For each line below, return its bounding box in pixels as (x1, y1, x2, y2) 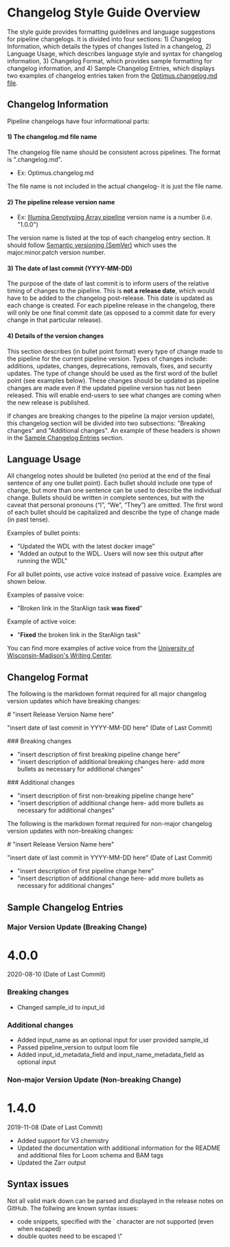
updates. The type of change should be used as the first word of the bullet (7, 369, 218, 377)
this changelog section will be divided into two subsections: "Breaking (7, 418, 206, 427)
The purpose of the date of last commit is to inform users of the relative (7, 279, 209, 288)
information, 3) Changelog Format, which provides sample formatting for (7, 56, 213, 65)
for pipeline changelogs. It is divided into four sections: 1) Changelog (7, 34, 201, 43)
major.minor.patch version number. (7, 248, 106, 257)
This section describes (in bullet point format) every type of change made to (7, 347, 223, 355)
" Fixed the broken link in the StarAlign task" (16, 631, 141, 639)
